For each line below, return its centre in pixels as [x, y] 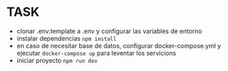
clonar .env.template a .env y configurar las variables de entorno [109, 31]
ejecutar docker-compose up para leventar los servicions [96, 53]
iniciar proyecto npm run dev [57, 60]
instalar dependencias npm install [66, 38]
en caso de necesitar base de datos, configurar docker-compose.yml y [119, 45]
